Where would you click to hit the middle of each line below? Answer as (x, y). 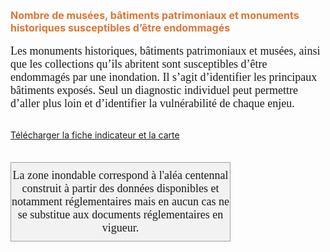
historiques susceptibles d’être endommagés (120, 27)
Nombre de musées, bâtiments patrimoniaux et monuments (155, 15)
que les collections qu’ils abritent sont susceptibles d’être (139, 64)
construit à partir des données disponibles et (120, 188)
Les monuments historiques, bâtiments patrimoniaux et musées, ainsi (165, 51)
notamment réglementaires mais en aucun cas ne (120, 201)
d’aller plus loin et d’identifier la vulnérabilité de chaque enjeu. (152, 103)
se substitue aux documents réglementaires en (120, 214)
